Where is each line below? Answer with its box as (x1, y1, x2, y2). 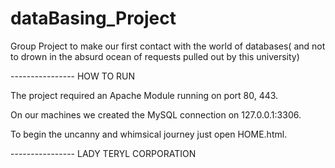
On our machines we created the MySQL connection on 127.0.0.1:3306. (10, 108, 302, 121)
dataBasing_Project (10, 7, 177, 30)
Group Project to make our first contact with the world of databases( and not (10, 40, 326, 52)
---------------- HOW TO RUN (10, 70, 136, 82)
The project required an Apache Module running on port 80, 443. (10, 89, 279, 101)
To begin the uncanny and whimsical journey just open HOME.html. (10, 128, 288, 140)
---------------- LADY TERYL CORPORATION (10, 147, 197, 159)
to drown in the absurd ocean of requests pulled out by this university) (10, 50, 300, 62)
